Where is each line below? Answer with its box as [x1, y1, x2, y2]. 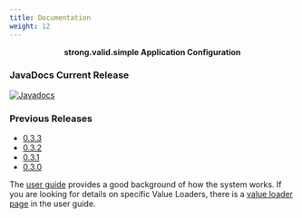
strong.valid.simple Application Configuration [63, 46, 241, 57]
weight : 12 [9, 22, 51, 31]
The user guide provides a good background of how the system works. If [9, 179, 282, 190]
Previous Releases [9, 112, 93, 125]
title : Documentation [9, 13, 92, 23]
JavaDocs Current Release [9, 69, 130, 81]
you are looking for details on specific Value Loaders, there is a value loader [9, 189, 293, 200]
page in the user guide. [9, 198, 96, 209]
